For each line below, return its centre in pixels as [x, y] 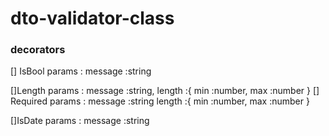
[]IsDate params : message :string [80, 121]
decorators [38, 50]
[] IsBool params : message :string [81, 71]
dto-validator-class [92, 18]
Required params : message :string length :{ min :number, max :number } [160, 101]
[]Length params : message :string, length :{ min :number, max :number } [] [165, 91]
